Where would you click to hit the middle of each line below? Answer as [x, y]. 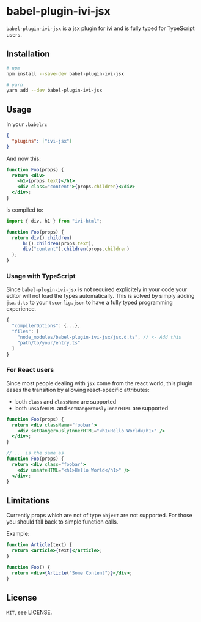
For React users [30, 370]
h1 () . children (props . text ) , [58, 243]
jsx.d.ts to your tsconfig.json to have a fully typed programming [90, 302]
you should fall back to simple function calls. [62, 522]
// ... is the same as [35, 453]
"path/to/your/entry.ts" [49, 343]
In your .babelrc [27, 124]
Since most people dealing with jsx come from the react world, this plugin [100, 383]
